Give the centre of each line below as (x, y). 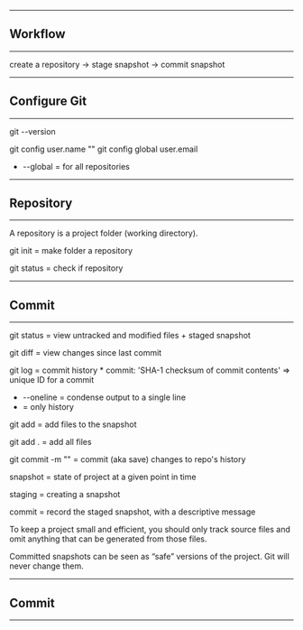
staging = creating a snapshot (65, 495)
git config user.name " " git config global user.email (104, 149)
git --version (32, 131)
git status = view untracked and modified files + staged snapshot (130, 336)
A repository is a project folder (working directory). (104, 233)
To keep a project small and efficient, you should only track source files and (150, 530)
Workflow (37, 34)
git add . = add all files (50, 442)
